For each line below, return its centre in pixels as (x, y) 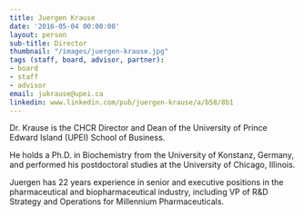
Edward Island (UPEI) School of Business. (87, 138)
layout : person (38, 34)
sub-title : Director (49, 43)
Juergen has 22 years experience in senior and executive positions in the (147, 182)
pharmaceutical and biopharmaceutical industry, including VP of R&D (139, 192)
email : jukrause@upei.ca (56, 93)
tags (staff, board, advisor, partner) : (87, 60)
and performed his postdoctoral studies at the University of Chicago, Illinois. (152, 165)
